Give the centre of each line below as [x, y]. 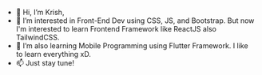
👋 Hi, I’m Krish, [40, 12]
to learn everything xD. [54, 54]
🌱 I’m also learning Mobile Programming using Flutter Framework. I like [132, 46]
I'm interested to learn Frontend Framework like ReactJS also [116, 29]
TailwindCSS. [38, 37]
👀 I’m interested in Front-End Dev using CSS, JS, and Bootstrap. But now [135, 21]
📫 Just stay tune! [45, 63]
